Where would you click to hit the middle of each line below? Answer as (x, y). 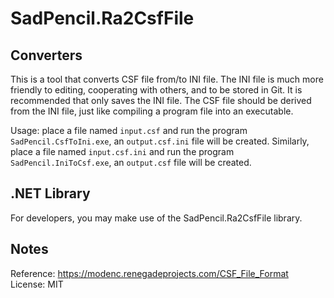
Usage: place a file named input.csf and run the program (129, 130)
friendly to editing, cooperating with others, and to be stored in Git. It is (156, 90)
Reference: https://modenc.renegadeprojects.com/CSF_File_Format (149, 273)
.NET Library (50, 193)
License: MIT (37, 284)
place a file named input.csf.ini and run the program (122, 151)
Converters (46, 55)
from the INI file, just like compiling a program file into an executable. (152, 111)
